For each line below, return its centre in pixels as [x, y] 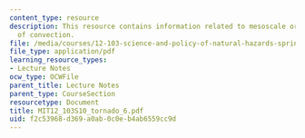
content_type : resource [54, 18]
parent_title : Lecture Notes [64, 85]
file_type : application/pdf [63, 52]
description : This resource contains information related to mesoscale [148, 26]
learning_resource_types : [58, 60]
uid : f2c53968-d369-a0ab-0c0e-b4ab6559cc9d [93, 119]
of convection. [46, 34]
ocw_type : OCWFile [44, 77]
